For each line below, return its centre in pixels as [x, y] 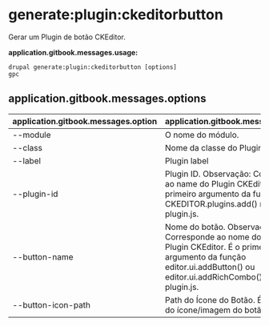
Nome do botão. [195, 227]
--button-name [43, 256]
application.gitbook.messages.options [107, 99]
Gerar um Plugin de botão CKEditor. [67, 37]
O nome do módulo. [202, 135]
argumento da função [206, 256]
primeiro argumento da [208, 194]
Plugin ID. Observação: [208, 174]
